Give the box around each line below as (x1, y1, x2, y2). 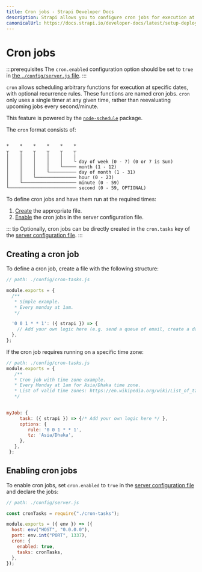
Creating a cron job (6, 249, 79, 259)
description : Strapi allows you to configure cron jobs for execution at (6, 14, 195, 20)
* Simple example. (14, 299, 61, 305)
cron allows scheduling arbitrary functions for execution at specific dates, (6, 84, 188, 91)
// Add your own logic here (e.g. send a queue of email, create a (17, 326, 189, 332)
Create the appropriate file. (14, 207, 82, 214)
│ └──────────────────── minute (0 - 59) (6, 180, 120, 186)
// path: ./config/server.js (6, 499, 79, 505)
